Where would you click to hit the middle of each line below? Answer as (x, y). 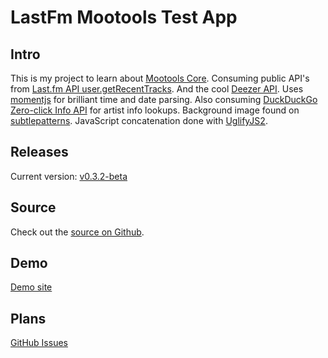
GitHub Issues (39, 343)
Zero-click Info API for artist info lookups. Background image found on (155, 110)
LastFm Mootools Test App (124, 17)
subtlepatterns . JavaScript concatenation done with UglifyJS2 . (139, 120)
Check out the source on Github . (77, 232)
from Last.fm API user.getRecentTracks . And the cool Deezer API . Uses (157, 89)
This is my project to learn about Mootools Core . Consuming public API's (160, 78)
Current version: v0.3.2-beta (69, 176)
